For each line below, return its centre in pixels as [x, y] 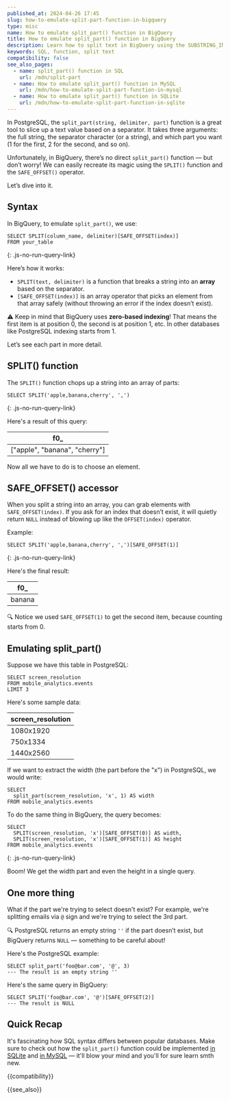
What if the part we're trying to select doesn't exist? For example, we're [108, 909]
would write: [25, 777]
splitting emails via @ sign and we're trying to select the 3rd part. [98, 916]
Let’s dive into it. [30, 185]
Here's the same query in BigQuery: [57, 985]
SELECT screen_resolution [44, 678]
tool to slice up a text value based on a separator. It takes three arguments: [113, 129]
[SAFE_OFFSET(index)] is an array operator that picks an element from [115, 296]
